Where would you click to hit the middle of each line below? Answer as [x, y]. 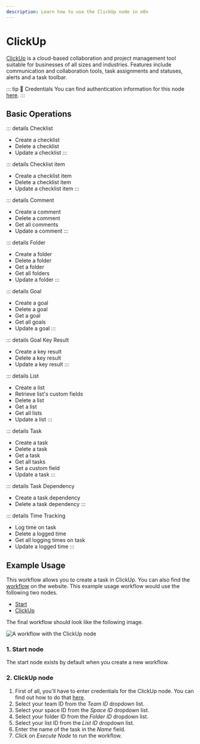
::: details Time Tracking [36, 516]
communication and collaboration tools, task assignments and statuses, [95, 71]
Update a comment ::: [42, 231]
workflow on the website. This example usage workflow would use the [93, 586]
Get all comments [37, 225]
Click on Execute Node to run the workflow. [68, 736]
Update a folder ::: [37, 280]
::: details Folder [26, 243]
